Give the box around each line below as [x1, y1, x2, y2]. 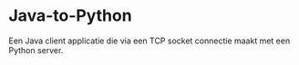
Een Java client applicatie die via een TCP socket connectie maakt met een [8, 35, 291, 46]
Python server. [8, 44, 64, 55]
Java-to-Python [8, 5, 133, 26]
